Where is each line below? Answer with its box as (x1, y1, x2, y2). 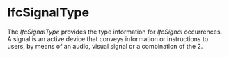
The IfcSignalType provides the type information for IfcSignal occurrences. (7, 27, 223, 36)
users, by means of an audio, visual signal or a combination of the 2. (7, 42, 203, 50)
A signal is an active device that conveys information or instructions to (7, 34, 209, 43)
